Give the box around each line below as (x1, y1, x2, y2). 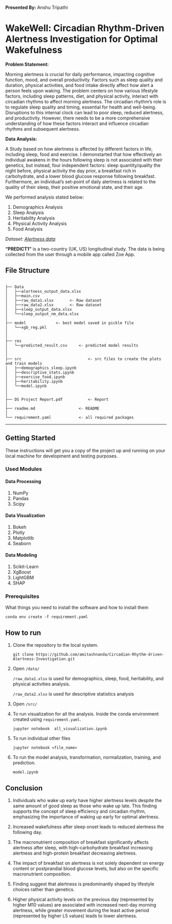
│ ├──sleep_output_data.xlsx (5, 307, 72, 312)
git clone (12, 652, 34, 658)
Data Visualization (5, 512, 45, 519)
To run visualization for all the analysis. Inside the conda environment (12, 711, 159, 717)
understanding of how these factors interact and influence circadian (5, 120, 149, 127)
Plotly (12, 529, 25, 536)
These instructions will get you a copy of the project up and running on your (5, 447, 165, 453)
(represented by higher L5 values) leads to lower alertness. (12, 913, 137, 919)
